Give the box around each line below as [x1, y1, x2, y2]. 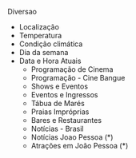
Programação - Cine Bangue [30, 73, 126, 82]
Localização [18, 22, 59, 31]
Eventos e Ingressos [30, 90, 98, 99]
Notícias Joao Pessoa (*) [30, 132, 114, 142]
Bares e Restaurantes [30, 116, 102, 124]
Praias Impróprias [30, 107, 90, 117]
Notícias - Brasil [30, 124, 84, 133]
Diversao [7, 7, 38, 16]
